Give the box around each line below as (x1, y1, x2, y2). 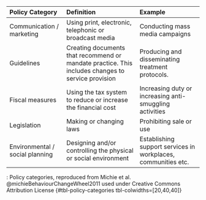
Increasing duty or (139, 84, 193, 93)
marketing (9, 30, 39, 38)
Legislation (9, 121, 41, 129)
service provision (66, 74, 116, 82)
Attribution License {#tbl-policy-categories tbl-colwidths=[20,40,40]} (6, 187, 182, 194)
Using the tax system (66, 88, 128, 96)
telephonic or (66, 26, 105, 34)
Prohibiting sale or (139, 117, 192, 125)
